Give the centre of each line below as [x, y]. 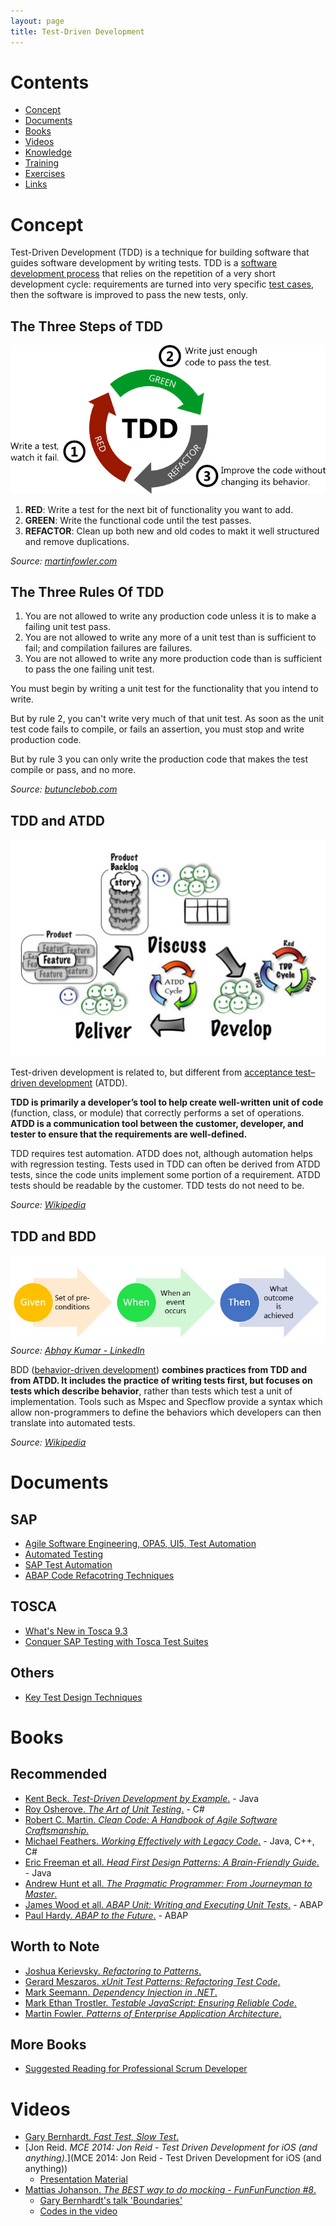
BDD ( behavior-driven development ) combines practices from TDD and [159, 1370]
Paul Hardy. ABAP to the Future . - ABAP [106, 1915]
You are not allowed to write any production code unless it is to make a [170, 616]
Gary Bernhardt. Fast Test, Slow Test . [102, 2137]
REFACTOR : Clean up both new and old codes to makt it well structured [172, 531]
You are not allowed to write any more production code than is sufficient [173, 659]
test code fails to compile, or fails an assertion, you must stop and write [157, 729]
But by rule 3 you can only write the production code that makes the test [159, 759]
